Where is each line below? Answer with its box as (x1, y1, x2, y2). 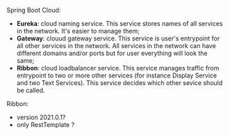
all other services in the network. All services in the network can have (16, 42, 216, 50)
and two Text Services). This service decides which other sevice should (16, 79, 223, 86)
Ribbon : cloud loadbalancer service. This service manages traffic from (16, 64, 220, 72)
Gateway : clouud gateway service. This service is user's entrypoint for (16, 34, 220, 43)
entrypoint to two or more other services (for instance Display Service (16, 71, 217, 80)
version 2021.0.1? (16, 113, 66, 121)
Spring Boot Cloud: (6, 6, 61, 14)
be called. (16, 86, 46, 94)
